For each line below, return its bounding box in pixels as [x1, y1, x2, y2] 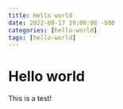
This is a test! [8, 94, 52, 103]
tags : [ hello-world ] [8, 33, 77, 42]
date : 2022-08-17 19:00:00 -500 [8, 19, 115, 27]
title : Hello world [8, 11, 73, 20]
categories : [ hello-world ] [8, 26, 98, 34]
